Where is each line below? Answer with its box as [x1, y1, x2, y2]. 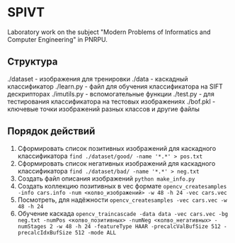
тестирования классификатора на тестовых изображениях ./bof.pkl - [7, 97, 216, 106]
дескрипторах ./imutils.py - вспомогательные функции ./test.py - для [7, 89, 214, 98]
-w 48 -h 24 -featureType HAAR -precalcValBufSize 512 [55, 222, 221, 230]
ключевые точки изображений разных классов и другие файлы [7, 104, 200, 113]
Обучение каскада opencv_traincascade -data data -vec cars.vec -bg [17, 209, 229, 217]
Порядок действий [7, 125, 96, 137]
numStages [17, 222, 47, 230]
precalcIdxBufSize [17, 229, 72, 236]
